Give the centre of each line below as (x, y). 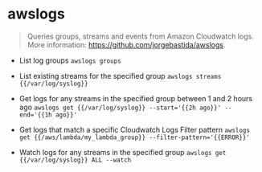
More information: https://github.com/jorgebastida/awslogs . (126, 44)
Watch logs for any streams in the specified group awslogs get (123, 152)
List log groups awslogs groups (70, 60)
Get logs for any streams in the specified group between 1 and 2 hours (136, 98)
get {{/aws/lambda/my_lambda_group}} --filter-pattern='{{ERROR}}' (134, 137)
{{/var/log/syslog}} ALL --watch (75, 160)
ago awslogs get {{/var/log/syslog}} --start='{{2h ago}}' (120, 107)
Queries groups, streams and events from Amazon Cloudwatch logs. (140, 36)
